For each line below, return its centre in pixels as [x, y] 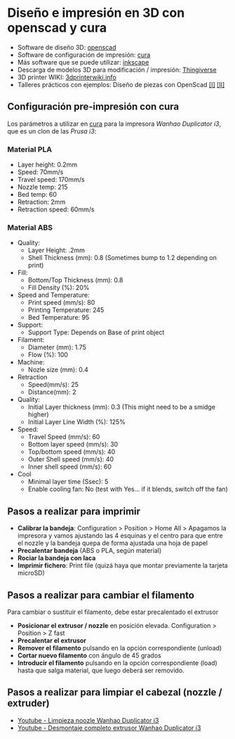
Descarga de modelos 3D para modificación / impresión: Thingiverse [117, 70]
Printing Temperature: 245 [66, 310]
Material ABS [30, 228]
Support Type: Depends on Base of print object [96, 332]
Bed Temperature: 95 [59, 318]
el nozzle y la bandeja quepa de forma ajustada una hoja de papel [113, 543]
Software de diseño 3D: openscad [67, 47]
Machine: [31, 362]
